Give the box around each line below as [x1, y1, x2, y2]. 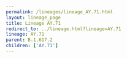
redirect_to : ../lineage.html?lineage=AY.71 [6, 25, 121, 32]
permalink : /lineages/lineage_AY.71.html [6, 8, 114, 15]
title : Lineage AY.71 [6, 20, 61, 26]
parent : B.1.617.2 [6, 37, 53, 43]
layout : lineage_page [6, 14, 61, 21]
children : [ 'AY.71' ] [6, 43, 59, 49]
